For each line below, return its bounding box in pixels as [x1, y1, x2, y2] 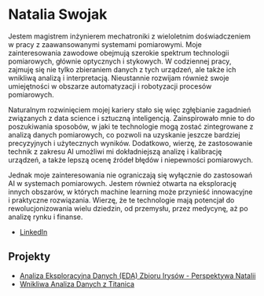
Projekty [8, 250, 51, 264]
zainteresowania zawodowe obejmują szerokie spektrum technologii [8, 48, 229, 57]
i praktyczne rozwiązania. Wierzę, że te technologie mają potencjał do [8, 195, 235, 205]
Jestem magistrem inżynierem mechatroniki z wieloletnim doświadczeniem [8, 31, 251, 41]
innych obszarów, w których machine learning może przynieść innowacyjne [8, 187, 253, 196]
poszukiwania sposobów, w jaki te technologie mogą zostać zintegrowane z [8, 122, 254, 131]
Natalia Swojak [8, 5, 108, 24]
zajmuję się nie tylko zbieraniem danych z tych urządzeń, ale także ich [8, 64, 236, 74]
